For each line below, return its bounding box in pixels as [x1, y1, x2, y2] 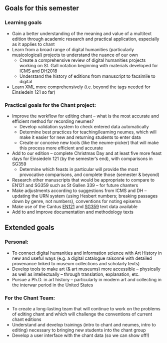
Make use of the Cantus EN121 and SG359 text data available [11, 203, 138, 210]
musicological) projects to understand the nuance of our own [11, 52, 138, 58]
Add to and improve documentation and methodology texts [11, 209, 133, 215]
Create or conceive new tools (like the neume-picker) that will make [19, 139, 159, 145]
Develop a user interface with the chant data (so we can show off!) [11, 332, 149, 338]
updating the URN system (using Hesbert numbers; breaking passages [11, 193, 158, 199]
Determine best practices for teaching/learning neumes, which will [19, 129, 157, 135]
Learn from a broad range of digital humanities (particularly [11, 46, 134, 52]
